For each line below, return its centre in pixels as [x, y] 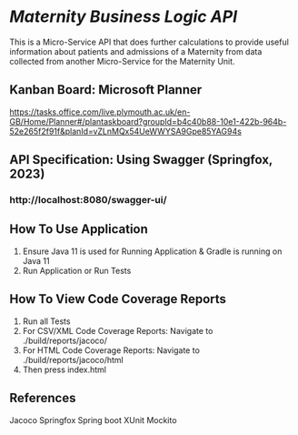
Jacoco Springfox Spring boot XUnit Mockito [93, 420]
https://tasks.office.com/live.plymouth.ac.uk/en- [100, 112]
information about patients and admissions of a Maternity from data [136, 51]
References [43, 398]
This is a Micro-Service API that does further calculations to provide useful [149, 42]
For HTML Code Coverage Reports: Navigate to [111, 350]
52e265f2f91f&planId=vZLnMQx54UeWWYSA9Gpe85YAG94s [126, 131]
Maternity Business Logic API [124, 17]
